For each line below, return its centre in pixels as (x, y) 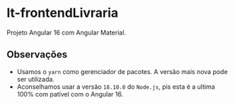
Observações (37, 55)
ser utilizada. (35, 79)
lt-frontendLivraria (62, 13)
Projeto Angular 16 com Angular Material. (67, 32)
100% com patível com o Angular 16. (70, 94)
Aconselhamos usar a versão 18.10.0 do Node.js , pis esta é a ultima (116, 87)
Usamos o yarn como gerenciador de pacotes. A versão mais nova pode (122, 71)
